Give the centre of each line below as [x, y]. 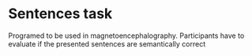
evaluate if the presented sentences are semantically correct [107, 43]
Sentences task [60, 14]
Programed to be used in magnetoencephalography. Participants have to [126, 35]
